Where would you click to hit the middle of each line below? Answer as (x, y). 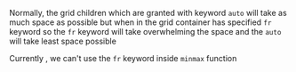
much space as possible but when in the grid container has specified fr (140, 22)
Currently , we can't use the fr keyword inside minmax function (123, 58)
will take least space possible (63, 41)
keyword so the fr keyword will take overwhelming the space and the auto (145, 32)
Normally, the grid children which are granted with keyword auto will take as (148, 13)
